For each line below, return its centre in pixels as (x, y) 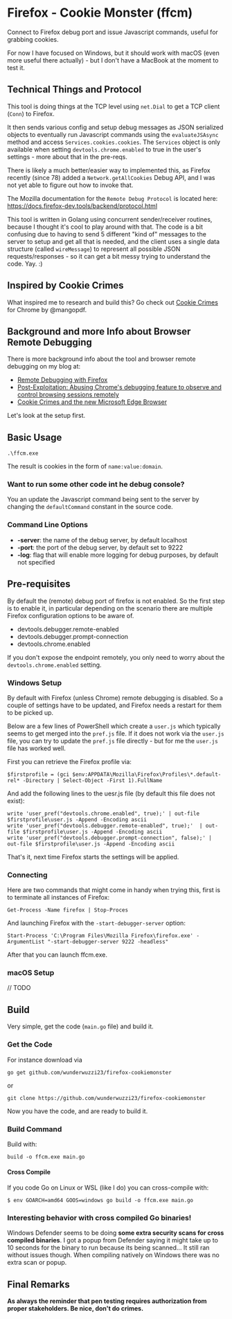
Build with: (22, 1144)
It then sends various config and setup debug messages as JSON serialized (115, 127)
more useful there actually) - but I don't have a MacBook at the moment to (113, 60)
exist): (16, 800)
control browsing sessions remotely (68, 395)
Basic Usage (35, 437)
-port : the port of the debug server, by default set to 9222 (100, 547)
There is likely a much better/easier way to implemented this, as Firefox (109, 170)
